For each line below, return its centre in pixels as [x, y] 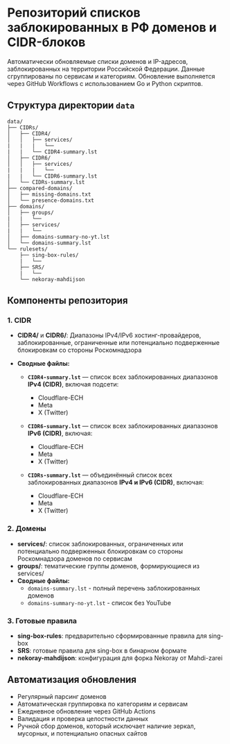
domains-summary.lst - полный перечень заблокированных [114, 588]
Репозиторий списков [74, 13]
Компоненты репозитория [68, 301]
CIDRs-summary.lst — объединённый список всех [100, 475]
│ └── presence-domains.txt [51, 200]
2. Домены [27, 529]
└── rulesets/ [28, 249]
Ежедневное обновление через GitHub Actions [86, 711]
